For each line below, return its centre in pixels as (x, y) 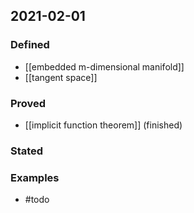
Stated (27, 151)
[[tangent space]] (61, 77)
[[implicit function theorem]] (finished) (103, 125)
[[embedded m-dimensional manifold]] (104, 66)
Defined (30, 45)
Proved (28, 103)
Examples (35, 177)
